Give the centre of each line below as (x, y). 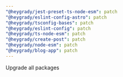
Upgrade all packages (33, 67)
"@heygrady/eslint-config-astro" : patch (56, 17)
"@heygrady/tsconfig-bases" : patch (50, 23)
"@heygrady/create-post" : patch (45, 39)
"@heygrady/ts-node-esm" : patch (45, 34)
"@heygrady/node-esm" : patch (42, 45)
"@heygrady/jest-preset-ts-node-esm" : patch (61, 12)
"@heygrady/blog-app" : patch (42, 51)
